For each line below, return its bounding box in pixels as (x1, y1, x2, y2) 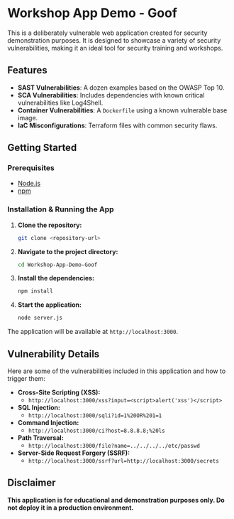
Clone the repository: (17, 221, 82, 229)
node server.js (17, 315, 63, 322)
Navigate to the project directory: (17, 247, 118, 256)
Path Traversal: (17, 434, 64, 442)
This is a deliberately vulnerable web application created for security (7, 28, 208, 37)
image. (17, 113, 38, 122)
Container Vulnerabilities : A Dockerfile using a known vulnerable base (17, 105, 228, 115)
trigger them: (7, 374, 46, 383)
